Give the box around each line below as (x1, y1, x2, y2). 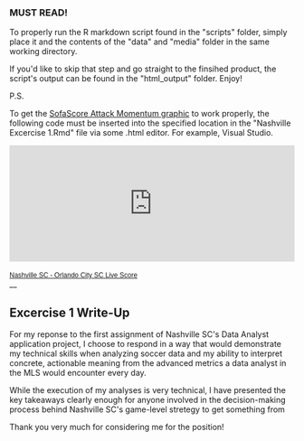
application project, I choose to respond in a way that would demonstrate (9, 339, 282, 350)
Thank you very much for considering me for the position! (9, 422, 224, 433)
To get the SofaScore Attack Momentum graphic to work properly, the (9, 108, 270, 119)
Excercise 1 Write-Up (9, 305, 130, 320)
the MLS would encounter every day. (9, 368, 147, 379)
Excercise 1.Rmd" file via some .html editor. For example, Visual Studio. (9, 127, 274, 138)
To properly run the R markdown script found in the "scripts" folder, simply (9, 27, 288, 38)
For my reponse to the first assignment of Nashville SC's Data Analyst (9, 329, 270, 340)
